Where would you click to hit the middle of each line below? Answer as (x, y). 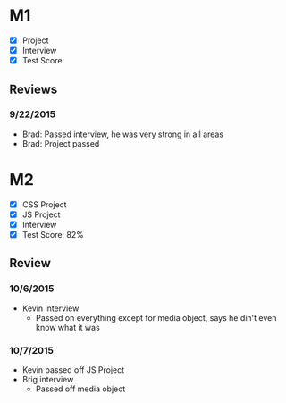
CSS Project (44, 204)
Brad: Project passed (61, 143)
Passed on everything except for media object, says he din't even (156, 317)
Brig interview (48, 379)
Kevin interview (50, 308)
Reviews (34, 89)
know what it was (67, 327)
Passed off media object (80, 389)
